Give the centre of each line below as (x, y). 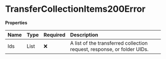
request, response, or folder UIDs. (109, 49)
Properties (16, 23)
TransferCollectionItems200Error (75, 9)
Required (55, 34)
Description (84, 34)
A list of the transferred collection (109, 43)
